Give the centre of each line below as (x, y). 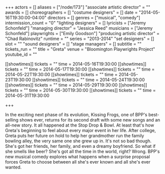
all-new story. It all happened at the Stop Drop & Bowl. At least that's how (80, 125)
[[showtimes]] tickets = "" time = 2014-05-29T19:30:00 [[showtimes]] (76, 85)
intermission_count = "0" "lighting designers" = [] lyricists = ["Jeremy (76, 23)
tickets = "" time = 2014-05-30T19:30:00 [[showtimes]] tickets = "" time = (81, 90)
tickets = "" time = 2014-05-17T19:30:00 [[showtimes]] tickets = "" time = (80, 69)
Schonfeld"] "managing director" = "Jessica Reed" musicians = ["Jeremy (79, 28)
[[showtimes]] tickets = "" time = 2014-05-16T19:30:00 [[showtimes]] (76, 64)
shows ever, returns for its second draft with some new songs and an (90, 120)
